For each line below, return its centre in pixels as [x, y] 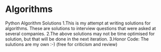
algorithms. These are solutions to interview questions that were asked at [80, 28]
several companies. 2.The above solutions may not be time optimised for [80, 33]
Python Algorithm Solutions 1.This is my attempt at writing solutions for [78, 23]
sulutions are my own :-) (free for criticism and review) [61, 44]
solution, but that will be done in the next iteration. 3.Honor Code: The [77, 39]
